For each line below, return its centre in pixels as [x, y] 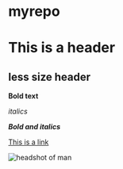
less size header [50, 77]
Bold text [23, 96]
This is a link [29, 142]
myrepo [35, 12]
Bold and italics [35, 127]
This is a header [62, 48]
